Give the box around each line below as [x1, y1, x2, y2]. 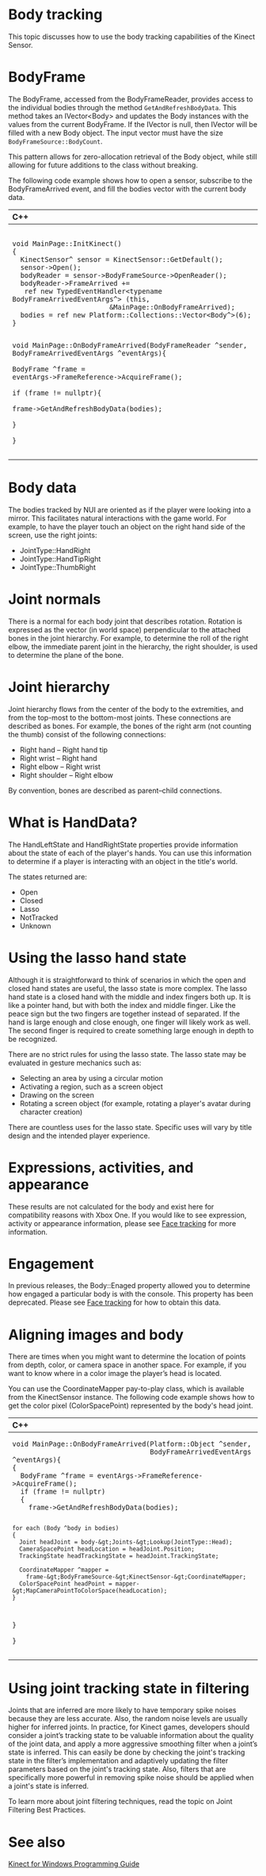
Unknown [19, 921, 51, 930]
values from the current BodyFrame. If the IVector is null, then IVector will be [8, 119, 258, 129]
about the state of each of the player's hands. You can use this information [8, 848, 252, 858]
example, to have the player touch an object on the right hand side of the [8, 521, 245, 531]
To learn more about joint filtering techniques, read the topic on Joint [8, 1797, 233, 1806]
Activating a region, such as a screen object [19, 1082, 164, 1091]
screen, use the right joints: [8, 530, 97, 540]
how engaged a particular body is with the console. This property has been [8, 1290, 253, 1299]
